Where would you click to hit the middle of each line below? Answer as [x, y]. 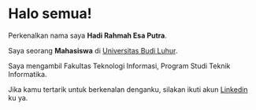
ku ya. [18, 97]
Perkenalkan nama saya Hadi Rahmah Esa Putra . [87, 35]
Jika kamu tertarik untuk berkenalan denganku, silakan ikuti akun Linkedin [128, 89]
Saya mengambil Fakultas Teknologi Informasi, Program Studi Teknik [119, 66]
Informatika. [28, 74]
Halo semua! [50, 14]
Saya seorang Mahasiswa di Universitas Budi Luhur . [93, 50]
